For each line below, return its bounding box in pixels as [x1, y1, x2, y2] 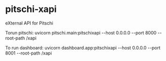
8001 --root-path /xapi [5, 50, 52, 56]
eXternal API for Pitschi [5, 20, 53, 26]
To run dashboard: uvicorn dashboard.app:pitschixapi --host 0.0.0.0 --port [5, 44, 160, 50]
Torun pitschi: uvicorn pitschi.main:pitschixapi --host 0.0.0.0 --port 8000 [5, 29, 157, 35]
